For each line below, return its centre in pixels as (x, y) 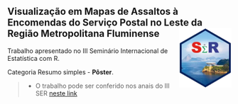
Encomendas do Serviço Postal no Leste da (105, 23)
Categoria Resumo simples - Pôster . (60, 72)
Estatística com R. (34, 58)
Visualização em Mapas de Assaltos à (93, 12)
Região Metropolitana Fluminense (83, 34)
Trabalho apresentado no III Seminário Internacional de (88, 51)
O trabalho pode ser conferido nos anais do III (103, 86)
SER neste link (56, 93)
